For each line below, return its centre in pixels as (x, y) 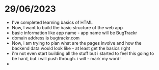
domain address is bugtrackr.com (46, 38)
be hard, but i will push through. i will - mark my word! (66, 58)
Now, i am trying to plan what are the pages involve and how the (77, 43)
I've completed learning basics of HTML (52, 22)
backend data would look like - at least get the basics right (71, 48)
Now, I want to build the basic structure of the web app (67, 27)
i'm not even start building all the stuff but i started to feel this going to (83, 53)
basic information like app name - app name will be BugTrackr (74, 33)
